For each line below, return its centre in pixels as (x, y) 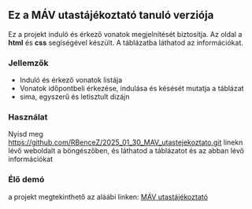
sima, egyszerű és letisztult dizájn (74, 97)
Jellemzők (28, 63)
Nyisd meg (26, 134)
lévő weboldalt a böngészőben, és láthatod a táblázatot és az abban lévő (126, 151)
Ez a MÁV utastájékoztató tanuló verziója (111, 15)
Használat (28, 117)
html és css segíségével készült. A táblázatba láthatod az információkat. (126, 42)
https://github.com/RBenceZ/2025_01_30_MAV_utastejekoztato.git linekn (126, 142)
